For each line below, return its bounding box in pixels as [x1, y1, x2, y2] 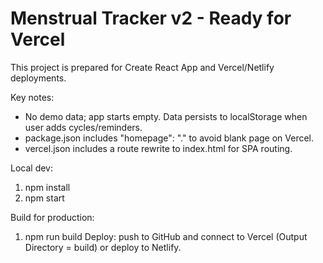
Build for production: [10, 211, 95, 223]
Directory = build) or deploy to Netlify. [24, 241, 182, 253]
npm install [24, 181, 71, 193]
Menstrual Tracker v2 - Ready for [10, 7, 292, 30]
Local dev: [10, 162, 53, 174]
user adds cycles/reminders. [24, 121, 143, 133]
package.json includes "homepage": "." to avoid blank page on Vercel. [24, 132, 315, 144]
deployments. [10, 72, 67, 84]
